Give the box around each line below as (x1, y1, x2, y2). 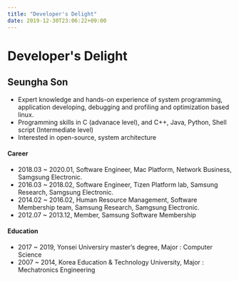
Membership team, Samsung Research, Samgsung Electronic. (17, 203, 200, 211)
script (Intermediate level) (17, 126, 94, 134)
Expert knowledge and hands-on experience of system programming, (17, 95, 223, 103)
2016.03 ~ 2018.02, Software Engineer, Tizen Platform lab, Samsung (17, 180, 218, 189)
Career (7, 149, 29, 158)
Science (17, 250, 42, 259)
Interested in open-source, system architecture (17, 133, 157, 141)
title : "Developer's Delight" (7, 10, 98, 18)
